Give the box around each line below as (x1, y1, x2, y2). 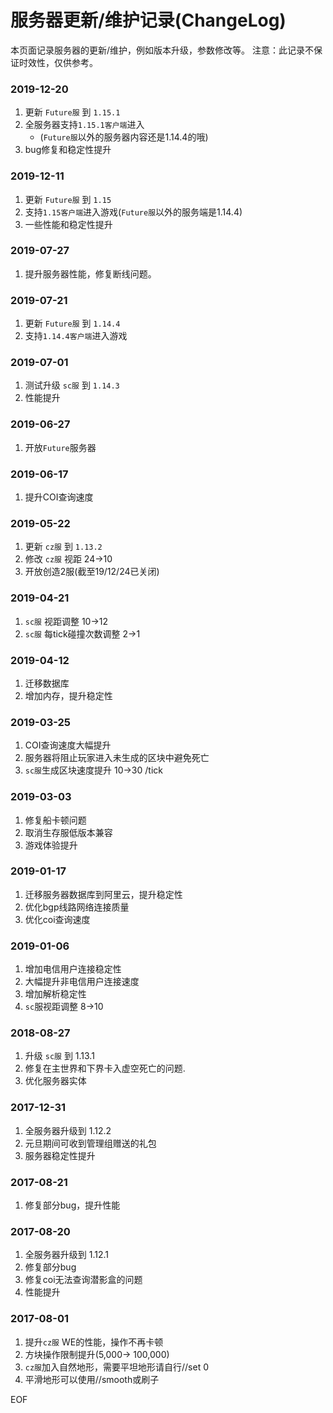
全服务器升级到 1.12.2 (24, 1124, 112, 1136)
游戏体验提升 (24, 839, 78, 851)
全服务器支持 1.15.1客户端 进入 (24, 119, 145, 131)
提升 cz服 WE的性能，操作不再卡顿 (24, 1336, 164, 1348)
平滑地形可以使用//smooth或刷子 (24, 1373, 160, 1385)
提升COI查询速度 (24, 491, 94, 503)
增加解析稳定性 (24, 988, 87, 1000)
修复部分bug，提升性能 (24, 1199, 121, 1211)
